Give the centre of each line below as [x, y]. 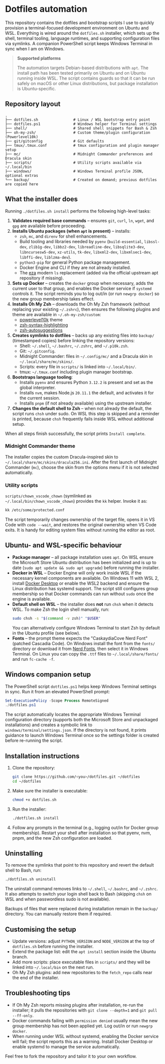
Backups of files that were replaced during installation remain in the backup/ [82, 909]
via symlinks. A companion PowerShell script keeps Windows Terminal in [79, 43]
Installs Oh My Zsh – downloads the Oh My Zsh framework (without [81, 304]
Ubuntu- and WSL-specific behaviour [63, 545]
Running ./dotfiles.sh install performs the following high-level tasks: [78, 211]
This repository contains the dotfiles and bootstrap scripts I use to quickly [80, 23]
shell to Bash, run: [23, 871]
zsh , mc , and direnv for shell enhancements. [64, 236]
